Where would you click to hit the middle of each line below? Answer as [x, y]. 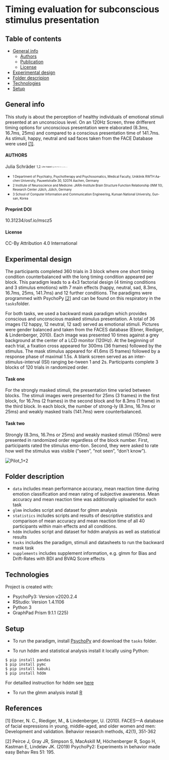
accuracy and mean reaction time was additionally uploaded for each [84, 500]
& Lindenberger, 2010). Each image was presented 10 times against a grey [82, 335]
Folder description [35, 477]
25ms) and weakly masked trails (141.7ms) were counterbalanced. [74, 412]
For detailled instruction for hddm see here [50, 683]
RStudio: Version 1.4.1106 [38, 602]
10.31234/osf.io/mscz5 [29, 220]
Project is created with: [29, 587]
